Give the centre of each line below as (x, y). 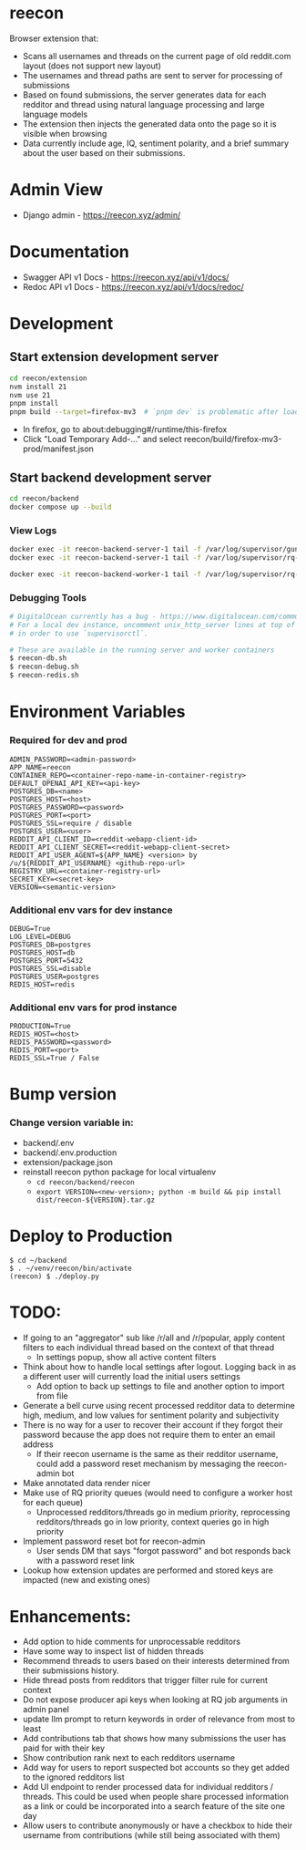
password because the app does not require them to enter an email (149, 1434)
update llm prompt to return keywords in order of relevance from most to (159, 1719)
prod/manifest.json (58, 449)
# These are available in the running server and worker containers (142, 650)
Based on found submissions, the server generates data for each (144, 95)
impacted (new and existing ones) (86, 1579)
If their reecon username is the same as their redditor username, (157, 1453)
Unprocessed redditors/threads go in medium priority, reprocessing (163, 1512)
